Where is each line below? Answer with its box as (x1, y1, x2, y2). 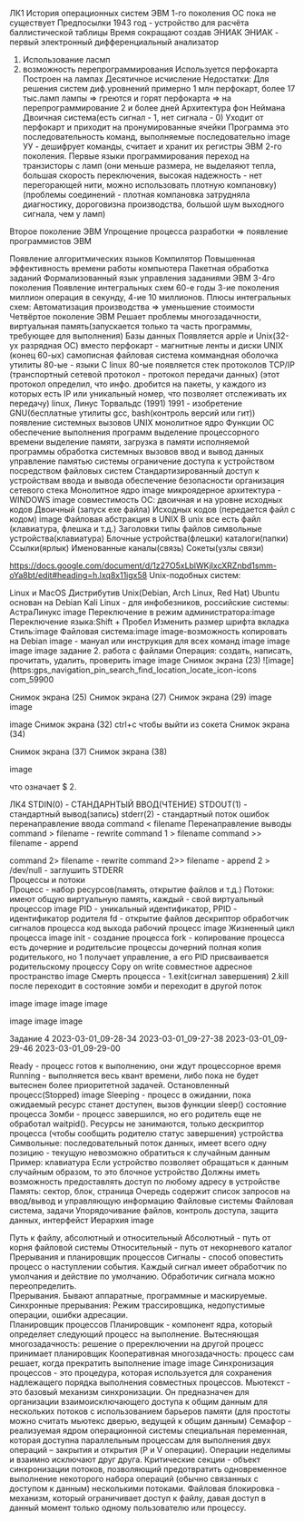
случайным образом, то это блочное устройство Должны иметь (9, 1166, 260, 1177)
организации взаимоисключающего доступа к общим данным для (9, 1397, 269, 1407)
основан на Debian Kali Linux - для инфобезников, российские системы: (9, 597, 289, 607)
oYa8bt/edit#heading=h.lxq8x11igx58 (9, 570, 148, 580)
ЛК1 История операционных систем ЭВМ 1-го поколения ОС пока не (9, 8, 277, 18)
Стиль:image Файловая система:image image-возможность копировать (9, 626, 288, 636)
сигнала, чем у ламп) (22, 209, 106, 219)
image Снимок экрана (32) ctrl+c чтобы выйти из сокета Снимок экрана (9, 719, 290, 730)
